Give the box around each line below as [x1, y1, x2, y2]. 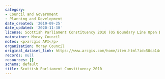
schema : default [5, 62, 38, 67]
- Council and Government [5, 12, 58, 17]
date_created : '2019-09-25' [5, 21, 63, 26]
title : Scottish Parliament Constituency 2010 [5, 67, 102, 72]
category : [5, 7, 26, 12]
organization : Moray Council [5, 44, 65, 49]
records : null [5, 53, 34, 58]
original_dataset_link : [5, 48, 54, 53]
